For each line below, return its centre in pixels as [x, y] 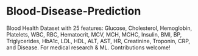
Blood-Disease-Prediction [74, 11]
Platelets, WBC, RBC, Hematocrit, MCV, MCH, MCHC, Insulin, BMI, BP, [94, 34]
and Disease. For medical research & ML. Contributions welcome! [88, 47]
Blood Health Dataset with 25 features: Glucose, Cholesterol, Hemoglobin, [99, 28]
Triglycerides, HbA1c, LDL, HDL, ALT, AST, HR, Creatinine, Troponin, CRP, [98, 41]
